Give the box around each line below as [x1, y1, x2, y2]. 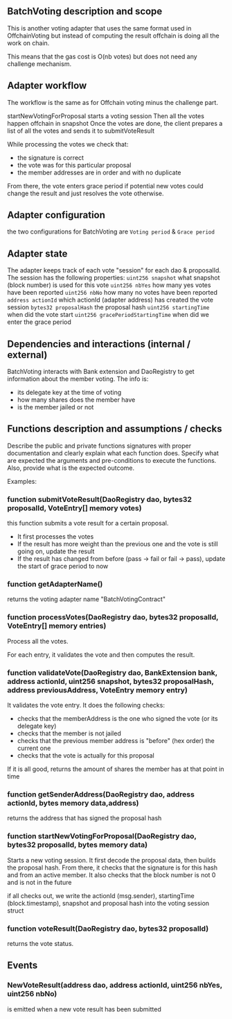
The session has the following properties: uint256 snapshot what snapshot [7, 274, 220, 282]
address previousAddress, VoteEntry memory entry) [7, 685, 188, 694]
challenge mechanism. [7, 59, 71, 68]
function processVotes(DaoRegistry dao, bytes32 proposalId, [7, 612, 219, 622]
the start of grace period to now [17, 562, 109, 571]
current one [17, 744, 51, 753]
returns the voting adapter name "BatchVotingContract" [7, 595, 166, 603]
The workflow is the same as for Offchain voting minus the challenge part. [7, 98, 218, 106]
